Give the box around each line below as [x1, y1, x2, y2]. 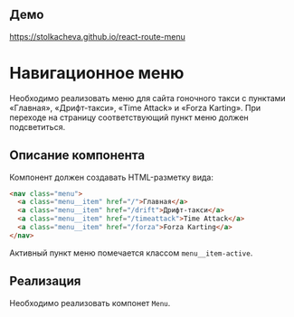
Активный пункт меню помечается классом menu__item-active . [9, 247, 253, 258]
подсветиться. [9, 121, 66, 132]
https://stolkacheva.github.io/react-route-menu [9, 31, 185, 42]
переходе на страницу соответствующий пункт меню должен [9, 112, 249, 123]
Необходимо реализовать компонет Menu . [9, 297, 171, 308]
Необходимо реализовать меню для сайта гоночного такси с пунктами [9, 92, 287, 103]
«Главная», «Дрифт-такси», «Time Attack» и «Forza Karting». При [9, 102, 261, 113]
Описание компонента [9, 148, 146, 163]
